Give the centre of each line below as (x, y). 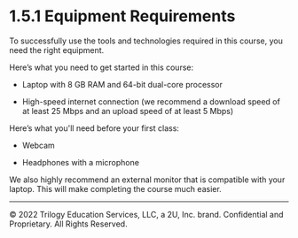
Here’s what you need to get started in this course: (102, 67)
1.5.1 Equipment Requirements (122, 16)
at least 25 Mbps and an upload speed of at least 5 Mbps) (128, 111)
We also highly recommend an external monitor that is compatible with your (147, 180)
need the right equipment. (57, 50)
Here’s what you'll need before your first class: (94, 128)
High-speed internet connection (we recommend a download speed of (151, 101)
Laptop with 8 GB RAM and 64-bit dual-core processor (122, 84)
